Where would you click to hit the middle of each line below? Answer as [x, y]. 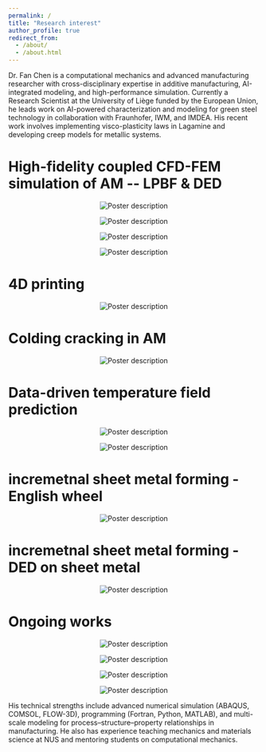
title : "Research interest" [55, 23]
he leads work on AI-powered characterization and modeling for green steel [133, 109]
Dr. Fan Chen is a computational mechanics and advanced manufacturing [129, 75]
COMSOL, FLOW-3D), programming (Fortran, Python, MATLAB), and [120, 714]
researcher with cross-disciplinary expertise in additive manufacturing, [125, 84]
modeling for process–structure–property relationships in [121, 723]
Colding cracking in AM [87, 339]
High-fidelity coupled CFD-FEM [115, 167]
